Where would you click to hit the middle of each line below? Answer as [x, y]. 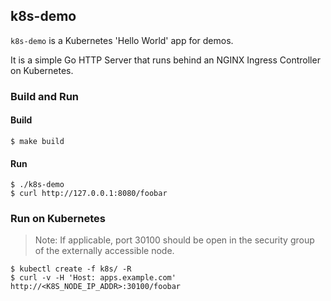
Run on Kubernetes [58, 219]
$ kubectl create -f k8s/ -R [71, 269]
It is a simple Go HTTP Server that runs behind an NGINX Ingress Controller [165, 60]
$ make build [37, 141]
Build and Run [45, 96]
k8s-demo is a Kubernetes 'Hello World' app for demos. [122, 40]
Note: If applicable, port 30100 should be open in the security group [174, 240]
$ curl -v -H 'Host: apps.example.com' [93, 278]
